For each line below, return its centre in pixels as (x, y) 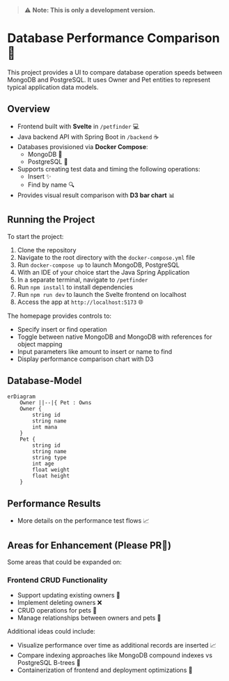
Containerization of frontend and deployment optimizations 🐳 (105, 670)
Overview (29, 109)
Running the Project (51, 220)
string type (50, 458)
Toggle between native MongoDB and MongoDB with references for (114, 337)
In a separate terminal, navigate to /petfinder (82, 280)
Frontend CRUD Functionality (57, 580)
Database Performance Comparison (114, 38)
